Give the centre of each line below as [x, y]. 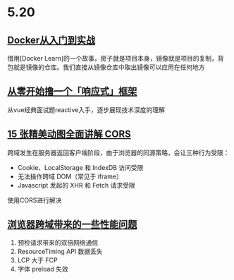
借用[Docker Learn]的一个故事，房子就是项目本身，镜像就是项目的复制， [113, 58]
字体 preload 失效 [43, 269]
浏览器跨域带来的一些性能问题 [72, 225]
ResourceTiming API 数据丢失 [60, 252]
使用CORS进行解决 [35, 200]
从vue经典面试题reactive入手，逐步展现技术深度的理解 [86, 109]
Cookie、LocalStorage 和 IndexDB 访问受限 [80, 167]
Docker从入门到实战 [51, 40]
